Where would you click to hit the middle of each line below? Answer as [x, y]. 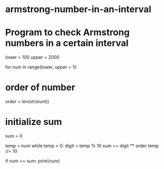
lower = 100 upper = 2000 [32, 57]
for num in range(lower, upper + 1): [41, 67]
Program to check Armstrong [67, 33]
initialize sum [34, 122]
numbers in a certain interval [67, 43]
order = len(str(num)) [27, 102]
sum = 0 [14, 136]
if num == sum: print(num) [33, 161]
